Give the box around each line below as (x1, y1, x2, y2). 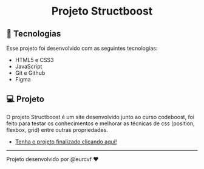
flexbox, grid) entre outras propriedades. (6, 126, 108, 133)
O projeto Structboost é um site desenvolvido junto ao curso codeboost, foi (6, 113, 194, 120)
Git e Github (15, 69, 46, 77)
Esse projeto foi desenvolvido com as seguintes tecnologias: (6, 44, 158, 52)
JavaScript (15, 63, 42, 70)
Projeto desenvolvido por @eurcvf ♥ (6, 155, 99, 162)
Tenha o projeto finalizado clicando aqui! (15, 138, 117, 145)
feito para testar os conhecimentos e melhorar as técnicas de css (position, (6, 120, 195, 127)
